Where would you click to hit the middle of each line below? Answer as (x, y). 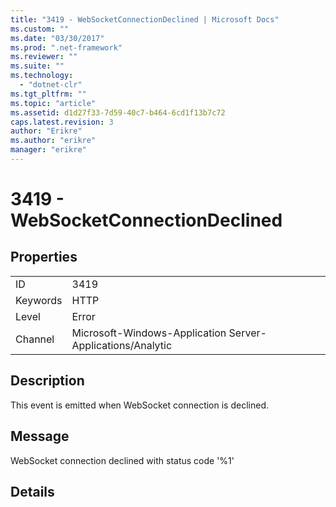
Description (47, 381)
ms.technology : (42, 76)
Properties (44, 257)
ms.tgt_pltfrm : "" (48, 94)
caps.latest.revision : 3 (62, 122)
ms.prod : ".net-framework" (66, 47)
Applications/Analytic (122, 345)
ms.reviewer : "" (44, 57)
